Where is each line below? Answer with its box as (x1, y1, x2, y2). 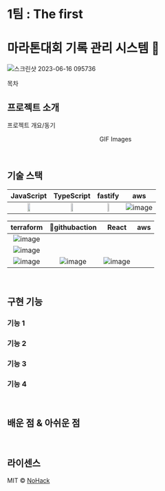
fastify (97, 191, 120, 200)
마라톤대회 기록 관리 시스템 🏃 (7, 41, 160, 56)
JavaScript (10, 191, 47, 200)
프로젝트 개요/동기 (7, 121, 56, 129)
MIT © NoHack (7, 476, 50, 484)
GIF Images (99, 135, 132, 143)
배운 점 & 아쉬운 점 (7, 417, 80, 429)
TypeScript (53, 191, 91, 200)
